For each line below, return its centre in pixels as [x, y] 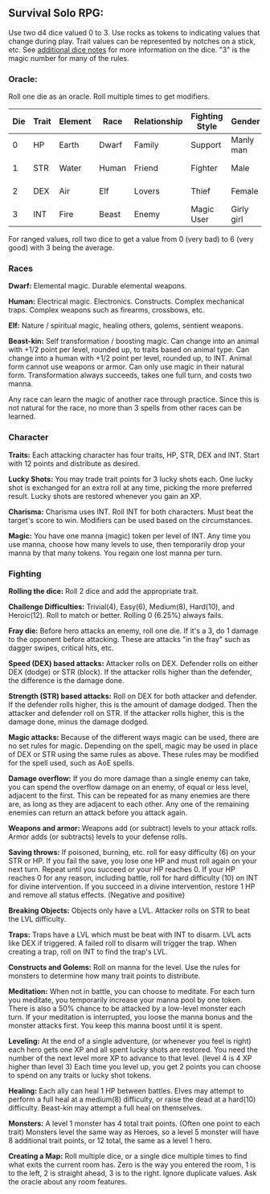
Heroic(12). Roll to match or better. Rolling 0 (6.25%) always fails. [116, 615]
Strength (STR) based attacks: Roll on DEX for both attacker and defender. [133, 696]
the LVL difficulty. [37, 919]
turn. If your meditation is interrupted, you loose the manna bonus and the [131, 1017]
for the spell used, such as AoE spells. [72, 763]
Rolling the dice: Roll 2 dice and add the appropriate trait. [104, 591]
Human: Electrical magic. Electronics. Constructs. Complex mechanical [127, 301]
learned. [22, 416]
